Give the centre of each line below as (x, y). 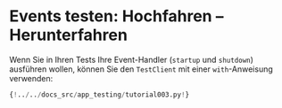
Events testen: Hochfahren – (116, 16)
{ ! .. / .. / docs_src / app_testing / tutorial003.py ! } (100, 95)
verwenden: (31, 78)
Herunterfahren (68, 35)
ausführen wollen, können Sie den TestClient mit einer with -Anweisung (141, 69)
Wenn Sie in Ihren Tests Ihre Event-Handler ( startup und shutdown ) (132, 59)
